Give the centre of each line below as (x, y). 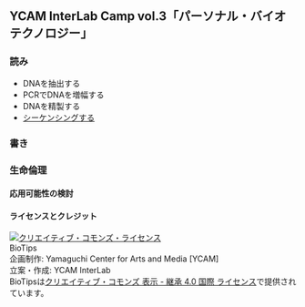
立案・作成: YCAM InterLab (60, 271)
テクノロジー (45, 33)
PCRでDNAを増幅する (63, 95)
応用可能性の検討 (41, 193)
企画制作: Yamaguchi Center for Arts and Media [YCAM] (114, 259)
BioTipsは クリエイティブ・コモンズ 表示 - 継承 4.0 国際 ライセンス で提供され (153, 281)
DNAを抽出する (51, 83)
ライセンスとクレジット (53, 216)
